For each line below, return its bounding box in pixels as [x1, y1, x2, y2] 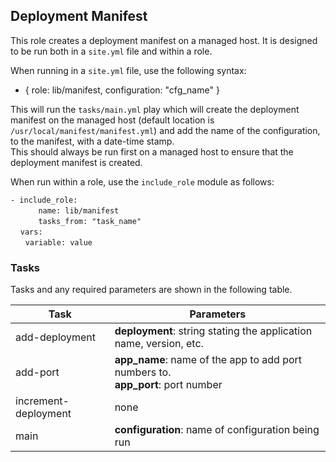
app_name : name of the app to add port [114, 353, 303, 367]
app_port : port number [114, 378, 223, 392]
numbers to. [114, 365, 172, 379]
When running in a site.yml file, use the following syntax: [10, 64, 247, 76]
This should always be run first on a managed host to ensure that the [10, 145, 294, 158]
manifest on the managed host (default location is [10, 114, 215, 126]
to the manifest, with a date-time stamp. [10, 135, 175, 147]
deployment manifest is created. [10, 156, 143, 168]
